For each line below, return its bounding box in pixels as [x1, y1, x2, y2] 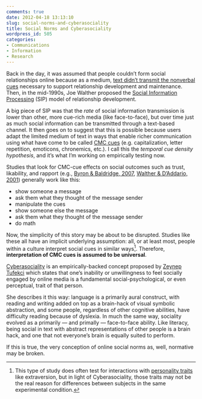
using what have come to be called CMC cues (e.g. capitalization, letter [6, 139, 183, 146]
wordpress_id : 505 [6, 31, 52, 37]
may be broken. [6, 350, 45, 357]
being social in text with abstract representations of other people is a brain [6, 325, 191, 333]
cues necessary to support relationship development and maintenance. [6, 82, 183, 90]
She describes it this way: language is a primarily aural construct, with [6, 293, 180, 301]
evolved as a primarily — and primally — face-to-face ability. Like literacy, [6, 319, 189, 326]
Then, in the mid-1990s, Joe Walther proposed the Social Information [6, 89, 177, 96]
